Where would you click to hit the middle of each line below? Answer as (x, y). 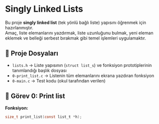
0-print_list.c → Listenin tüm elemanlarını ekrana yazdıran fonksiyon (83, 75)
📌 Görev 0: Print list (35, 96)
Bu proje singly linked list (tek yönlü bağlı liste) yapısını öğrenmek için (76, 22)
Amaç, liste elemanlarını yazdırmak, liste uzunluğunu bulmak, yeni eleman (79, 33)
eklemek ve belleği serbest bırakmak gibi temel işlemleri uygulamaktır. (76, 38)
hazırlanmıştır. (19, 27)
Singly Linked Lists (44, 9)
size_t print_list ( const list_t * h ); (44, 117)
